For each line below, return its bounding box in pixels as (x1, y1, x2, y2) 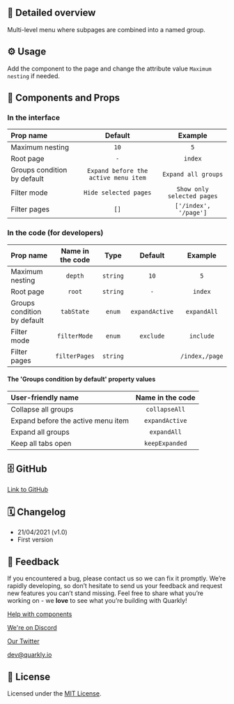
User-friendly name (10, 392, 79, 402)
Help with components (7, 610, 72, 618)
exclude (139, 332, 165, 340)
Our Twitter (7, 637, 40, 645)
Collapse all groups (10, 404, 74, 414)
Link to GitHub (7, 485, 49, 493)
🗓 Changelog (7, 507, 66, 518)
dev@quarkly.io (7, 650, 52, 659)
